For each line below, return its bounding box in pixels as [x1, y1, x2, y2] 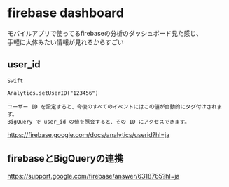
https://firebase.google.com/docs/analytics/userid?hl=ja [7, 130, 170, 138]
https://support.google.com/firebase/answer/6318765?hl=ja [7, 172, 180, 180]
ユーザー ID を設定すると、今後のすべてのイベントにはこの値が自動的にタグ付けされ [7, 103, 217, 110]
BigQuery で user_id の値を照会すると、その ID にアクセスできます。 [7, 118, 190, 125]
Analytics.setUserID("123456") [7, 89, 99, 96]
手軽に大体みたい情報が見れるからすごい [7, 37, 124, 46]
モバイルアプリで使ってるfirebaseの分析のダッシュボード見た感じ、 [7, 29, 203, 37]
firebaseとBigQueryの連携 [7, 153, 124, 165]
